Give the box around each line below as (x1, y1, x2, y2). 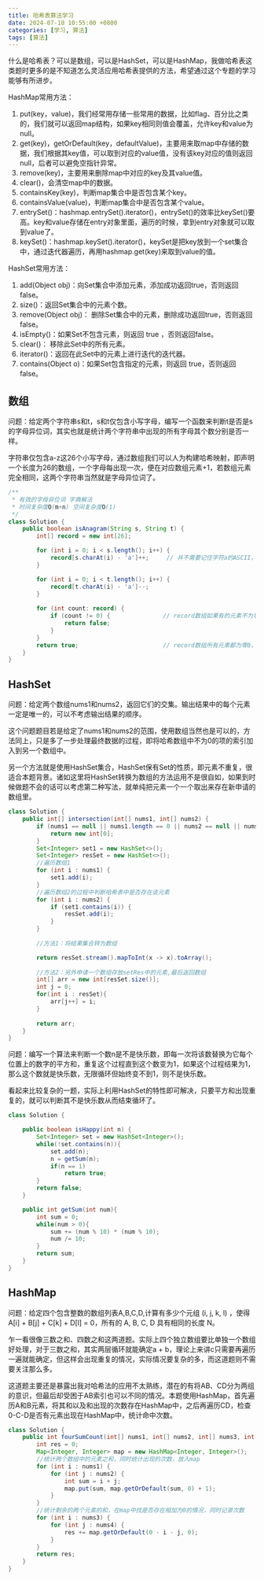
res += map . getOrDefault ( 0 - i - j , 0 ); (64, 1528, 199, 1536)
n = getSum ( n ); (49, 1155, 101, 1163)
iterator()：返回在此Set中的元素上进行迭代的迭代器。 (19, 350, 190, 359)
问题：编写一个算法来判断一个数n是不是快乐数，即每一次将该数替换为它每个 (8, 1049, 254, 1059)
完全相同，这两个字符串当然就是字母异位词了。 (8, 473, 159, 483)
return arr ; (36, 1019, 76, 1027)
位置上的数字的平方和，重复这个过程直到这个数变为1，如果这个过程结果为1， (8, 1060, 255, 1069)
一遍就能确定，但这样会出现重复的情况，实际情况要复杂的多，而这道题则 (8, 1354, 242, 1364)
